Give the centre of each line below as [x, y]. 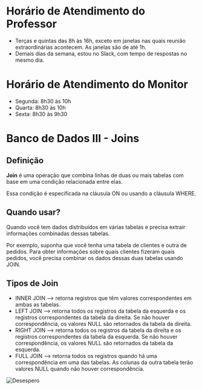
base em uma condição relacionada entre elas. [64, 181]
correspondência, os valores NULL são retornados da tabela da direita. [103, 323]
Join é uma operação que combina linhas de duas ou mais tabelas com [95, 175]
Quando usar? [34, 213]
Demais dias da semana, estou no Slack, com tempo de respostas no [101, 53]
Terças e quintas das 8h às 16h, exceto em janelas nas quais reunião [100, 41]
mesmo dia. [30, 60]
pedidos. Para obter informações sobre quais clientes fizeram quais [91, 252]
